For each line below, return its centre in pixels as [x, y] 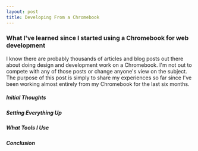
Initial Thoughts [26, 98]
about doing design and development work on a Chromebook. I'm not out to [99, 65]
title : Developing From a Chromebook [53, 17]
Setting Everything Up [34, 113]
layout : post [22, 12]
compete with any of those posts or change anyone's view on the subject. [97, 71]
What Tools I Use [28, 128]
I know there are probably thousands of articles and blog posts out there [95, 58]
